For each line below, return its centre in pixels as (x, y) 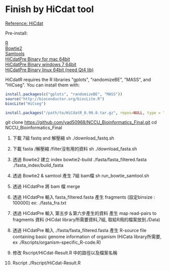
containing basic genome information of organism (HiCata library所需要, (87, 237)
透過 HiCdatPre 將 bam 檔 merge (46, 187)
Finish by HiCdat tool (50, 9)
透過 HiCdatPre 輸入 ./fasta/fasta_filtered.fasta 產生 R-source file (79, 231)
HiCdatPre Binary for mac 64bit (38, 59)
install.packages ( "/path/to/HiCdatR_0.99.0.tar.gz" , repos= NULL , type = (83, 113)
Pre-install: (16, 33)
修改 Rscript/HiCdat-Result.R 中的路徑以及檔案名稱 (65, 253)
